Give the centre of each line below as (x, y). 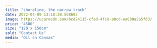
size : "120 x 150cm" (27, 28)
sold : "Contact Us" (26, 33)
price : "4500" (20, 24)
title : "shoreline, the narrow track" (46, 10)
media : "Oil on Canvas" (30, 38)
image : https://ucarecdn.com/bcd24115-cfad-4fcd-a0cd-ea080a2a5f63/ (79, 19)
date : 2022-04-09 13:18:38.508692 (42, 14)
